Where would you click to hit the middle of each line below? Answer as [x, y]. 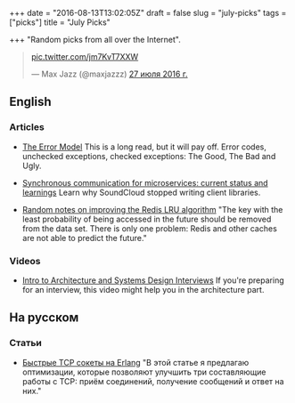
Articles [27, 127]
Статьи [26, 343]
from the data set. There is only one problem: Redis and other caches [150, 228]
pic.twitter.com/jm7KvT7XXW [85, 56]
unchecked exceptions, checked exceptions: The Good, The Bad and [149, 156]
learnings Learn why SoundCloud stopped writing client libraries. [141, 192]
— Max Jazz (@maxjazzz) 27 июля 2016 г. [110, 74]
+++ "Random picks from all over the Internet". [95, 40]
